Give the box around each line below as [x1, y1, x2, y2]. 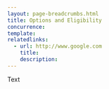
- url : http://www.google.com [13, 43, 102, 50]
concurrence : [7, 23, 46, 30]
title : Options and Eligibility [7, 17, 102, 24]
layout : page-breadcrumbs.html [7, 10, 99, 18]
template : [7, 29, 37, 37]
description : [20, 56, 58, 63]
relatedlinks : [7, 36, 49, 43]
